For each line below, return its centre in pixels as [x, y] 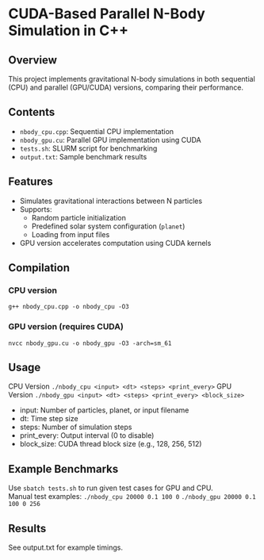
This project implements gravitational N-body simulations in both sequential [132, 79]
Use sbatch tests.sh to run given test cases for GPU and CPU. [111, 488]
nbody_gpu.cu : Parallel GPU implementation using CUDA [110, 140]
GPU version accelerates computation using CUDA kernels [115, 243]
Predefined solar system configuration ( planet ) [108, 226]
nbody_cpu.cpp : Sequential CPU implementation [97, 131]
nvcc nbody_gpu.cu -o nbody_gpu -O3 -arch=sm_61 [90, 343]
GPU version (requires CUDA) [66, 327]
